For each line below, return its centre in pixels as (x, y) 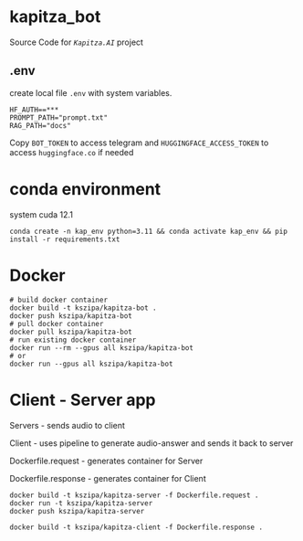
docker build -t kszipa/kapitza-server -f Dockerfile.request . (134, 495)
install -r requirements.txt (65, 239)
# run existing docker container (73, 340)
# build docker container (58, 300)
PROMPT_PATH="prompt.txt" (58, 117)
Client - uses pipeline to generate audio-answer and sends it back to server (151, 443)
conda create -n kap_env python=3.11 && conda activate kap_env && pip (148, 231)
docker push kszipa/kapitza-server (77, 511)
